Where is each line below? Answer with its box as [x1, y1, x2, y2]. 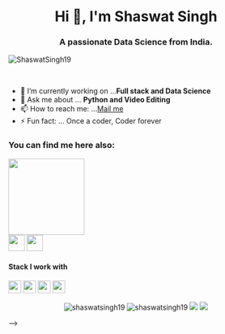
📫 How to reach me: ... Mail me [19, 104, 124, 114]
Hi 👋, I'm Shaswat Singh [54, 7, 218, 26]
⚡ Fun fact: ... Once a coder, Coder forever [19, 116, 162, 126]
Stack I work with [8, 262, 68, 271]
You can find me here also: [8, 140, 116, 151]
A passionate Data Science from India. [59, 37, 213, 48]
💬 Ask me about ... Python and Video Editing [19, 95, 171, 105]
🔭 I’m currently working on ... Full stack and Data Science [19, 86, 211, 96]
